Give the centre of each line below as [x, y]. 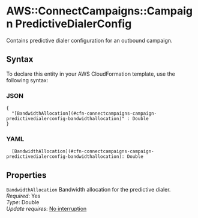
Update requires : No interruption [46, 209]
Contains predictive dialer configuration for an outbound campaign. [89, 40]
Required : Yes [23, 196]
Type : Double [23, 202]
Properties [26, 175]
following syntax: [27, 80]
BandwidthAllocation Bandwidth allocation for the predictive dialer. [88, 190]
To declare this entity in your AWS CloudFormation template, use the [91, 74]
